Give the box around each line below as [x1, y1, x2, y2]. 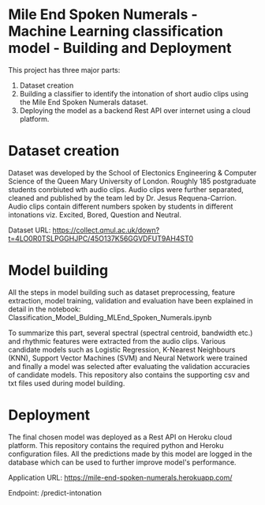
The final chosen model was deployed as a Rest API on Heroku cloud [8, 432, 233, 442]
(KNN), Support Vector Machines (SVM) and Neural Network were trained [8, 353, 248, 363]
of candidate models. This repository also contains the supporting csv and [8, 370, 250, 379]
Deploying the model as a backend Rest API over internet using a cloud [19, 105, 251, 115]
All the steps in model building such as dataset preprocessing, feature [8, 287, 235, 297]
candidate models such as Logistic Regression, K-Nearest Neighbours [8, 345, 236, 354]
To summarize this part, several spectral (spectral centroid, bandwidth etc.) [8, 328, 253, 337]
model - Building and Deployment [8, 40, 232, 57]
